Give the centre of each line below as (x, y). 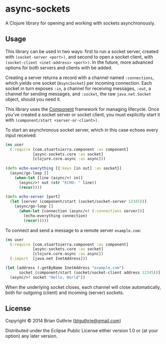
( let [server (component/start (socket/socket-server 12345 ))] (78, 202)
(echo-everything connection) (56, 216)
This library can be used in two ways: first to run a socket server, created (82, 51)
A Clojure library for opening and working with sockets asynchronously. (80, 23)
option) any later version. (31, 336)
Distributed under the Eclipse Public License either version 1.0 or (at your (82, 331)
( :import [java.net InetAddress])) (49, 259)
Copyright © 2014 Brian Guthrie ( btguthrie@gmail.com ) (63, 321)
